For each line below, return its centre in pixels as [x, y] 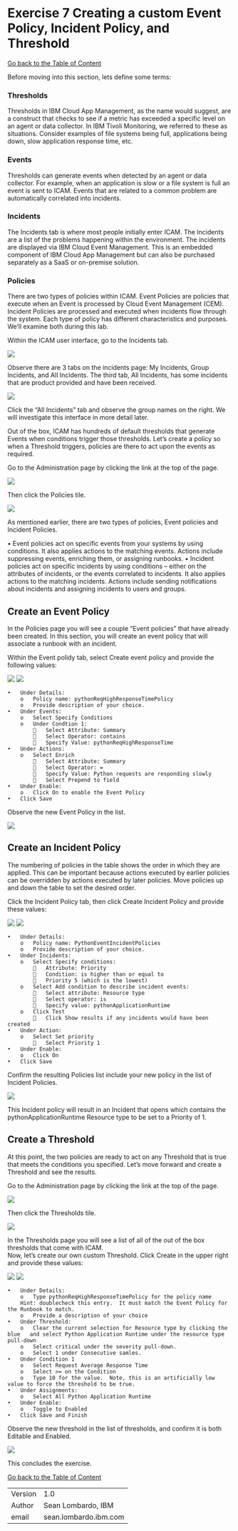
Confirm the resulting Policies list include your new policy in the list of [110, 1075]
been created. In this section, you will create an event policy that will [108, 636]
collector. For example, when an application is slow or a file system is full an [119, 182]
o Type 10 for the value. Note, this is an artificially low [118, 1378]
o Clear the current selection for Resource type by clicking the [124, 1328]
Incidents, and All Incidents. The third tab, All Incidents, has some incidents [118, 375]
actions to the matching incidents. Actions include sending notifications [112, 582]
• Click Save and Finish [47, 1415]
